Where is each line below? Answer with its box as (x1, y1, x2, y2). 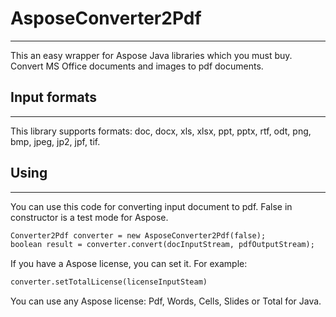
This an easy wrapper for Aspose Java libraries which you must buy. (10, 49, 293, 61)
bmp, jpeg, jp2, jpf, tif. (10, 135, 101, 147)
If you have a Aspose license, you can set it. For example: (10, 258, 248, 270)
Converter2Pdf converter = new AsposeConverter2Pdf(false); (10, 230, 267, 241)
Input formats (10, 89, 98, 106)
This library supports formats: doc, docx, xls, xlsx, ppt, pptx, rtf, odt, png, (10, 125, 312, 137)
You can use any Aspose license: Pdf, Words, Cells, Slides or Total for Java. (10, 295, 322, 307)
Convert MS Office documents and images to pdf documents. (10, 60, 264, 72)
